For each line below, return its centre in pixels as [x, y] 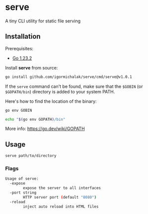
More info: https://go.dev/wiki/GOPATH [45, 129]
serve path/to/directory [31, 156]
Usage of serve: [22, 179]
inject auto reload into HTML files [61, 207]
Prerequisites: [19, 48]
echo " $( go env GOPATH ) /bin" [35, 119]
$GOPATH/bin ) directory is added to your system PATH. [60, 91]
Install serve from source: [32, 68]
